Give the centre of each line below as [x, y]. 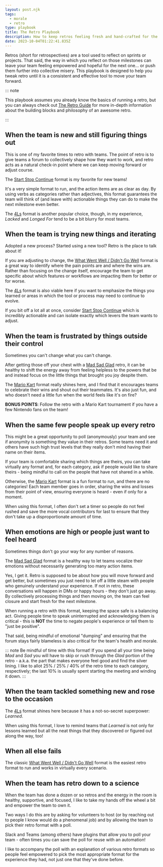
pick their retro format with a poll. [38, 825]
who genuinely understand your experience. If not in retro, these [70, 585]
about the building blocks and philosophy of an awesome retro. [68, 110]
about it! [13, 251]
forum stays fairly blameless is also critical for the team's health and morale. [81, 641]
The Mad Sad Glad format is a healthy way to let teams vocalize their [74, 561]
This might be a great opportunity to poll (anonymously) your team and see [80, 437]
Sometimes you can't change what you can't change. [58, 356]
